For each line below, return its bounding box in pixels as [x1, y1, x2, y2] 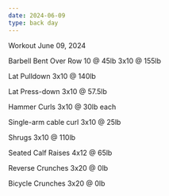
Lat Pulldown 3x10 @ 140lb [8, 71, 97, 81]
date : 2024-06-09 [8, 11, 66, 20]
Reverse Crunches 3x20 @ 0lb [8, 163, 109, 172]
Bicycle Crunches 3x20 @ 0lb [8, 179, 106, 188]
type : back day [8, 19, 59, 27]
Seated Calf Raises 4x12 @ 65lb [8, 148, 113, 157]
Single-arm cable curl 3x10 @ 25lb [8, 117, 121, 126]
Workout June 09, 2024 [8, 40, 86, 50]
